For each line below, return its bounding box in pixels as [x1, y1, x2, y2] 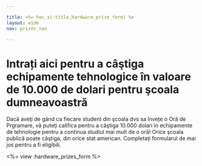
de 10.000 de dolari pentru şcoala [6, 82, 180, 96]
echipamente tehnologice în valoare [6, 70, 191, 84]
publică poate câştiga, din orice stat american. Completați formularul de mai [6, 134, 196, 142]
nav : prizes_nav [6, 25, 47, 32]
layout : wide [6, 19, 39, 26]
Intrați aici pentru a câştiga [6, 57, 144, 70]
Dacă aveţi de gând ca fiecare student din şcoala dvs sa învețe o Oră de [6, 116, 186, 123]
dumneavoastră [6, 95, 88, 109]
